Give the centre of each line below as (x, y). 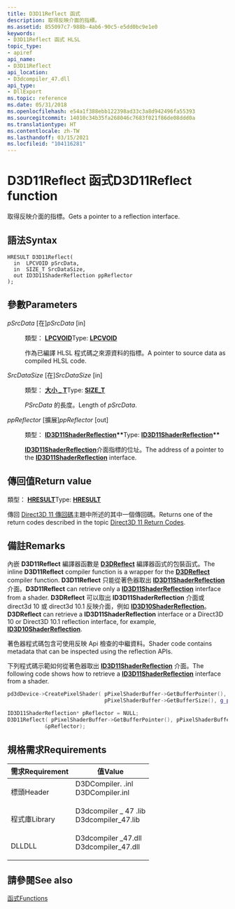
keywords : (22, 33)
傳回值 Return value (50, 481)
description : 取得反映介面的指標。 (54, 20)
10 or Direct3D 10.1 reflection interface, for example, (82, 622)
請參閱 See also (40, 880)
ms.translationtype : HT (42, 124)
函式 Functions (28, 898)
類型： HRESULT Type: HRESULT (54, 499)
